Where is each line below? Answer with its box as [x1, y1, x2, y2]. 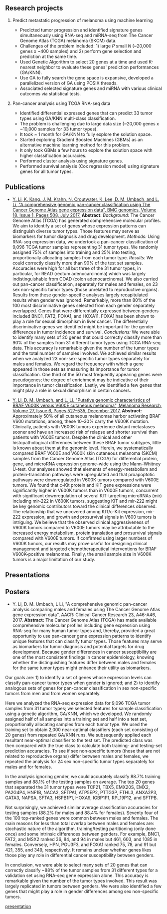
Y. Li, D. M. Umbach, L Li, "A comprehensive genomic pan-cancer [12, 601, 148, 607]
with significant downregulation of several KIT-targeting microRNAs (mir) [12, 492, 162, 499]
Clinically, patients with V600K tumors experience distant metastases [12, 423, 156, 429]
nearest [19, 64, 36, 70]
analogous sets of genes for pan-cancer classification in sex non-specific [5, 685, 157, 691]
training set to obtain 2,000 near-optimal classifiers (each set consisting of [5, 727, 159, 733]
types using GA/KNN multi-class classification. [19, 115, 116, 121]
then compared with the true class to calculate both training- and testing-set [5, 742, 162, 749]
